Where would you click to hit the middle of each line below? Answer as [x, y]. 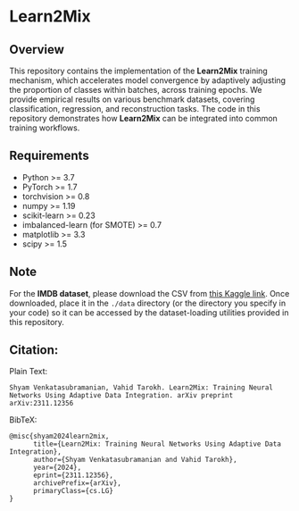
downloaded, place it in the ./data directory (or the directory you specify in [148, 303]
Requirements [49, 156]
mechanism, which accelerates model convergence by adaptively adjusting [148, 80]
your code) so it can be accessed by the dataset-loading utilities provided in [149, 312]
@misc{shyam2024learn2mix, [59, 436]
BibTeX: [23, 420]
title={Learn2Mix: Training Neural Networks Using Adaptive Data [157, 444]
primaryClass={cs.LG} [73, 491]
